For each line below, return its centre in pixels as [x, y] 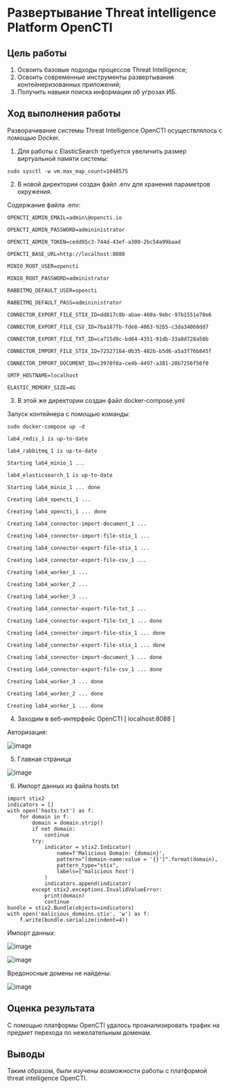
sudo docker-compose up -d [46, 427]
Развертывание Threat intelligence [112, 13]
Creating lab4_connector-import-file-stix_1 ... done [86, 633]
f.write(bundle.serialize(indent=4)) [74, 920]
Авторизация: [27, 732]
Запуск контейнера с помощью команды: [68, 413]
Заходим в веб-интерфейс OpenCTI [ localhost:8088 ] [96, 719]
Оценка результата [51, 1008]
